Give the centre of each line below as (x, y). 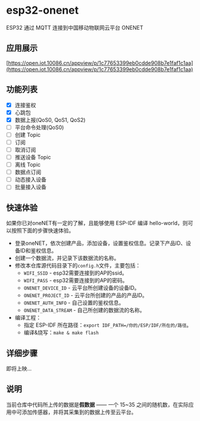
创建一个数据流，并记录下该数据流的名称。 (67, 258)
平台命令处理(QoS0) (39, 127)
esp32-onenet (43, 10)
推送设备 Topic (33, 157)
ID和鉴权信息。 (38, 251)
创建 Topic (28, 135)
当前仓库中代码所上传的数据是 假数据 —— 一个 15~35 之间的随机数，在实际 (97, 404)
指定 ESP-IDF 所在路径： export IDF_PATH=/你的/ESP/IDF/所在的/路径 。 (108, 325)
